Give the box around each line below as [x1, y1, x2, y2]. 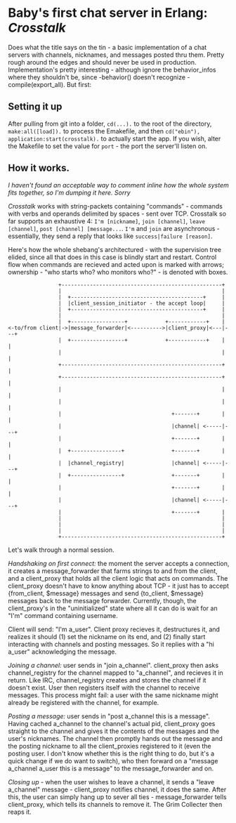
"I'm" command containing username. [8, 611, 118, 619]
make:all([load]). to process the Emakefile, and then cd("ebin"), [8, 126, 201, 135]
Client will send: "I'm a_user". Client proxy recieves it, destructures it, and [8, 625, 221, 633]
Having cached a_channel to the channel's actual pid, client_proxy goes [8, 719, 216, 727]
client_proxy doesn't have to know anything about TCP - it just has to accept [8, 581, 229, 590]
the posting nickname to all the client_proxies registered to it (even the [8, 742, 211, 750]
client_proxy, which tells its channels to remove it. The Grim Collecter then [8, 800, 223, 808]
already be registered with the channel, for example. [8, 698, 159, 706]
